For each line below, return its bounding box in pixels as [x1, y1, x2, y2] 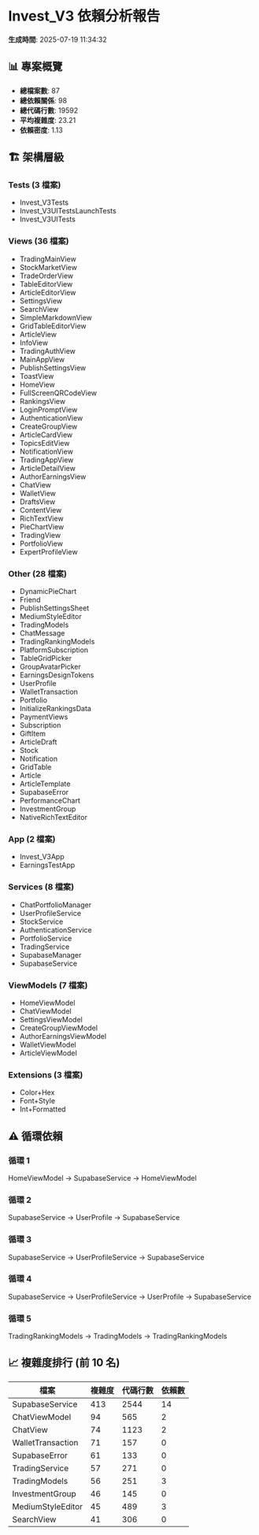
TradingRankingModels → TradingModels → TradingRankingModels [8, 1332, 228, 1341]
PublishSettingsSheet [19, 603, 90, 613]
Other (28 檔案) [8, 568, 67, 579]
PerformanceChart [19, 796, 80, 806]
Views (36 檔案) [8, 235, 69, 247]
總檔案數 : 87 [19, 86, 61, 95]
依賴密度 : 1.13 [19, 125, 63, 135]
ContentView [19, 505, 62, 514]
